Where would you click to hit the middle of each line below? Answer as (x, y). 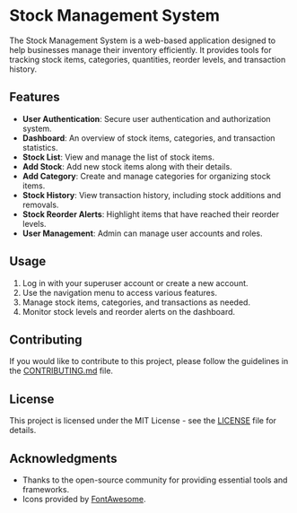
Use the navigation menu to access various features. (120, 292)
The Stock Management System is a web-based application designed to (143, 40)
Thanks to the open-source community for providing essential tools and (155, 480)
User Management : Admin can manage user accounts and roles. (142, 233)
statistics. (40, 147)
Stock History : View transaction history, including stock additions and (151, 195)
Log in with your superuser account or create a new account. (135, 283)
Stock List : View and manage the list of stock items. (118, 157)
